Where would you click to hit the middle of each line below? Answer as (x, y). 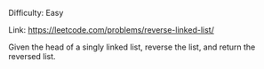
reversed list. (32, 56)
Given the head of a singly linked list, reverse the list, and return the (132, 47)
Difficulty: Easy (36, 13)
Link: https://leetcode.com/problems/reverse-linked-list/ (111, 30)
